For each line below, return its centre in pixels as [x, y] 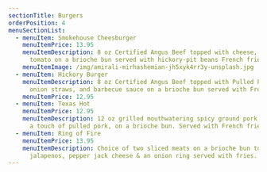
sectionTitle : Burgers [46, 15]
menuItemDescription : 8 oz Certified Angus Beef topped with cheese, [140, 52]
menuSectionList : [37, 30]
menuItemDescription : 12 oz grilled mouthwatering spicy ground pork [140, 119]
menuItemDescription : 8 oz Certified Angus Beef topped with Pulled [138, 82]
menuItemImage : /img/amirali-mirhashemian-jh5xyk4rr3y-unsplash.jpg [138, 67]
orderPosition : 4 [37, 23]
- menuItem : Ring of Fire [58, 133]
